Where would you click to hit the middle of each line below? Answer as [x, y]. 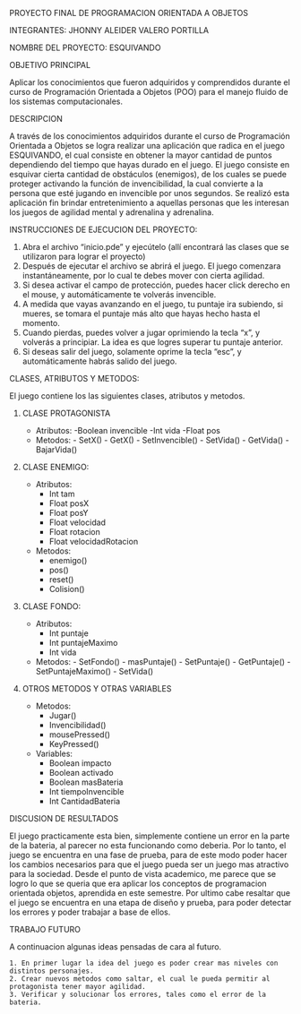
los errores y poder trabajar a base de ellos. [90, 912]
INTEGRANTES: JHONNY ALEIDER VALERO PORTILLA [109, 30]
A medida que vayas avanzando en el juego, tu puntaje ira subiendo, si [153, 304]
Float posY [69, 513]
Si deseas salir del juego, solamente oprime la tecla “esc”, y [132, 352]
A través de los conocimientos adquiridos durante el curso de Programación [150, 136]
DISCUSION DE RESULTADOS [64, 818]
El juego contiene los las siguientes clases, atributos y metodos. [127, 396]
